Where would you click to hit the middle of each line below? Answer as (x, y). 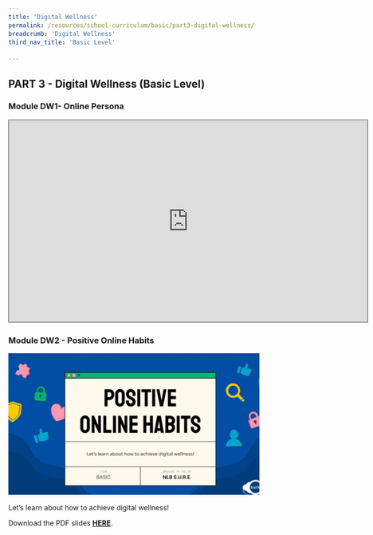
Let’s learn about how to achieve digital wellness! (89, 507)
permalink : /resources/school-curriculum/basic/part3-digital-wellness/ (132, 25)
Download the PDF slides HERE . (61, 523)
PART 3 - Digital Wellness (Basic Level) (107, 84)
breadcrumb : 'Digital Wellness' (62, 33)
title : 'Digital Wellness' (53, 17)
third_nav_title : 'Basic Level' (62, 42)
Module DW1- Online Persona (67, 106)
